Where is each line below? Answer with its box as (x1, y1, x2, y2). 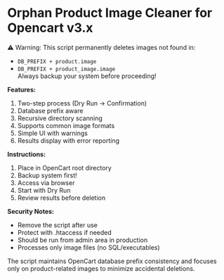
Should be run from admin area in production (17, 236, 148, 244)
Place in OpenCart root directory (17, 163, 112, 172)
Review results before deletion (17, 193, 106, 202)
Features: (7, 85, 37, 94)
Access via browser (17, 178, 75, 187)
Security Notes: (7, 207, 55, 215)
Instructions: (7, 150, 46, 158)
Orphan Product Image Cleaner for (7, 5, 213, 21)
